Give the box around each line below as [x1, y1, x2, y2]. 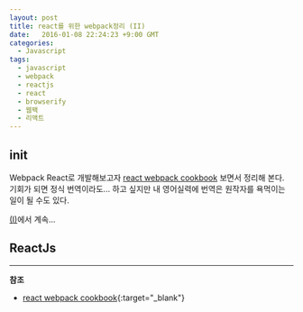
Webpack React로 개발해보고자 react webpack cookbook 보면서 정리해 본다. [9, 172, 285, 183]
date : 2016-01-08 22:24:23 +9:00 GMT [9, 30, 160, 39]
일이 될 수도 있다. [9, 195, 70, 206]
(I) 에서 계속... [9, 214, 56, 225]
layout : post [9, 13, 59, 23]
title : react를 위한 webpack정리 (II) [9, 22, 146, 31]
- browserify [17, 96, 67, 106]
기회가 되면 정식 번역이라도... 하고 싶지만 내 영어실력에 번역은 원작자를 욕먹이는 [9, 183, 286, 194]
